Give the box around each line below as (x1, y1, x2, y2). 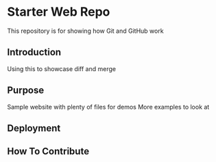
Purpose (7, 85, 45, 96)
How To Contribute (7, 146, 90, 157)
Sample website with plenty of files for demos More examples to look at (7, 103, 210, 111)
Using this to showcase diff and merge (7, 64, 117, 72)
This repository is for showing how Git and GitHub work (7, 27, 164, 35)
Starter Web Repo (7, 4, 110, 20)
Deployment (7, 122, 61, 134)
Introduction (7, 46, 62, 58)
